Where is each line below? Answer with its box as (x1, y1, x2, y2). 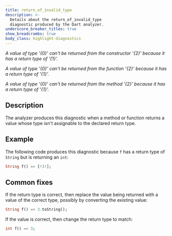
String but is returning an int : (5, 154, 69, 160)
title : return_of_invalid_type (5, 7, 72, 13)
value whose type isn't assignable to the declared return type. (5, 120, 136, 126)
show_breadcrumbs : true (5, 31, 56, 36)
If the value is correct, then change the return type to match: (5, 216, 133, 223)
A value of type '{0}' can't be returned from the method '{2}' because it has (5, 80, 165, 87)
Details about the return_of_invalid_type (10, 17, 102, 22)
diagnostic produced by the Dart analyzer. (10, 22, 104, 27)
